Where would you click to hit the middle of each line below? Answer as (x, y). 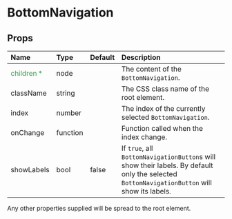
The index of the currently (163, 108)
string (66, 93)
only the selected (149, 174)
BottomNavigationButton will (166, 182)
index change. (144, 137)
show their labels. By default (167, 165)
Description (141, 58)
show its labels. (146, 191)
